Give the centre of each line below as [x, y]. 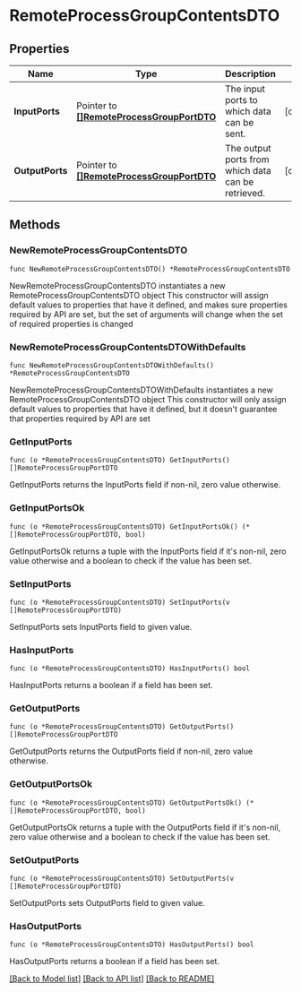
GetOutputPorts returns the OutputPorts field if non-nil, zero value [131, 751]
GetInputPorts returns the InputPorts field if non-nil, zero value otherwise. [145, 485]
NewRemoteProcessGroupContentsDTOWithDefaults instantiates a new [141, 390]
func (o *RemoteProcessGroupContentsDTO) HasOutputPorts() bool [132, 945]
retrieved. [245, 193]
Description [250, 74]
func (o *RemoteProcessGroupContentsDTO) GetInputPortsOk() [124, 526]
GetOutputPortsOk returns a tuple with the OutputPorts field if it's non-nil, [145, 827]
